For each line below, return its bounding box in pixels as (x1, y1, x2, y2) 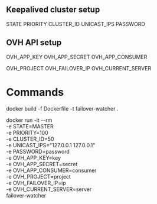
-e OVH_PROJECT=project (6, 173, 71, 180)
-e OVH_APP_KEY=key (6, 154, 61, 161)
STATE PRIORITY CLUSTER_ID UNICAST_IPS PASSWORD (6, 20, 146, 27)
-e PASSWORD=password (6, 148, 70, 155)
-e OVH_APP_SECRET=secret (6, 160, 78, 167)
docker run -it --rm (6, 116, 53, 124)
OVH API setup (6, 38, 62, 48)
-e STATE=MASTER (6, 122, 54, 129)
